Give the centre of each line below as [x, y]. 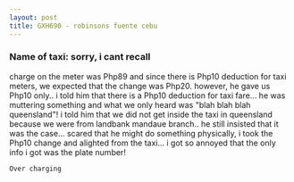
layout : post [34, 17]
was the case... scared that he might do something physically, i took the [141, 133]
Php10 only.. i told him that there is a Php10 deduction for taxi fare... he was [147, 95]
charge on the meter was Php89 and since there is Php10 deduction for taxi [148, 76]
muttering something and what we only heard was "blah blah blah [130, 104]
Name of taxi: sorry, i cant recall [80, 57]
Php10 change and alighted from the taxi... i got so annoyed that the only [143, 143]
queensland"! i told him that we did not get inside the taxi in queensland [141, 114]
